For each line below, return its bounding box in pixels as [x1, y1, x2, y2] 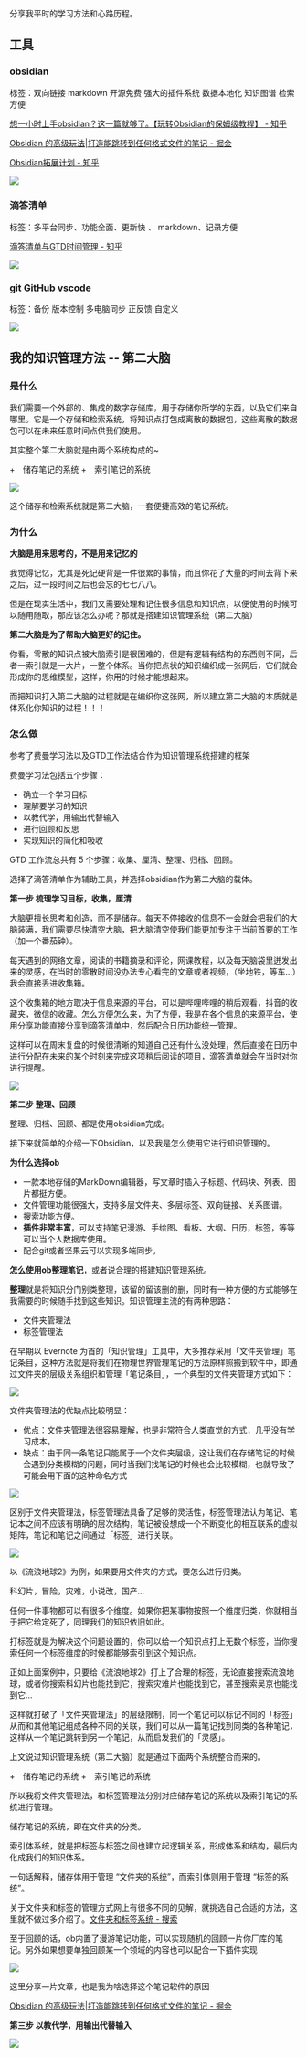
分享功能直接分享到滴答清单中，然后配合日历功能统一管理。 [16, 1019, 242, 1030]
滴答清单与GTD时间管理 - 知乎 [9, 240, 123, 251]
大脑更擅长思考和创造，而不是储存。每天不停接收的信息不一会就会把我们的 [9, 912, 290, 923]
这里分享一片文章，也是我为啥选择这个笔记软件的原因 [9, 1980, 210, 1991]
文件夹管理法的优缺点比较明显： [9, 1404, 130, 1415]
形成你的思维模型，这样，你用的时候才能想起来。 [9, 671, 194, 683]
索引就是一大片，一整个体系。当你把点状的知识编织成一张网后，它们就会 [25, 660, 298, 671]
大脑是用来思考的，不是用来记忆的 [9, 548, 138, 560]
